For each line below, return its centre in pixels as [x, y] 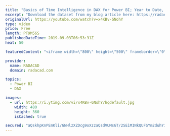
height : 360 [27, 112]
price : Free [18, 29]
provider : [16, 61]
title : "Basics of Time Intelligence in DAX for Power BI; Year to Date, [85, 10]
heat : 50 [14, 43]
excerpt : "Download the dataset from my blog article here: [70, 15]
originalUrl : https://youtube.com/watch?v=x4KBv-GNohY [64, 19]
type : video [18, 24]
